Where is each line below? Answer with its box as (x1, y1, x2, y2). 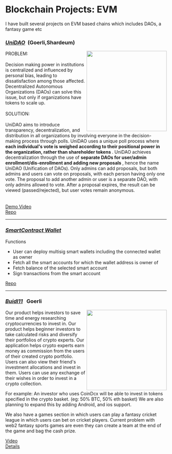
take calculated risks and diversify (5, 331, 78, 337)
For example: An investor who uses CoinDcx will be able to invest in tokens (5, 390, 163, 396)
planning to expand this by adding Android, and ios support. (5, 401, 132, 407)
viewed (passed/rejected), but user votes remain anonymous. (5, 187, 135, 193)
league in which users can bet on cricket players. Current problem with (5, 416, 155, 423)
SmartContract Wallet (5, 227, 61, 234)
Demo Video (5, 204, 32, 210)
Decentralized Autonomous (5, 83, 63, 89)
